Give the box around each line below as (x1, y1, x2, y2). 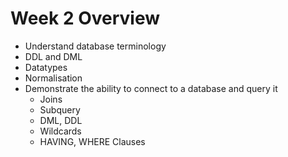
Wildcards (39, 125, 82, 137)
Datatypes (24, 61, 68, 73)
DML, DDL (39, 114, 83, 126)
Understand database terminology (24, 40, 167, 52)
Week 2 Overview (10, 7, 161, 30)
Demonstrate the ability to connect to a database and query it (24, 82, 278, 94)
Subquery (39, 103, 81, 116)
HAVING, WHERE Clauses (39, 135, 146, 147)
